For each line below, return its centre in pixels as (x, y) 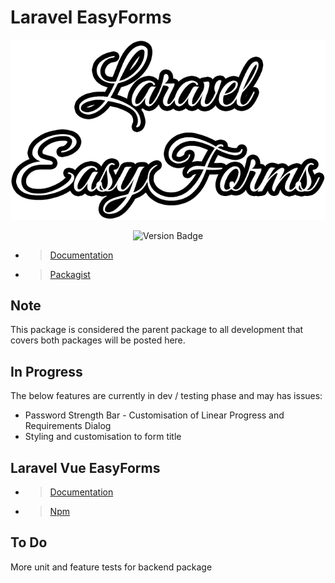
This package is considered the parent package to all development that (157, 330)
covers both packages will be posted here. (98, 340)
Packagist (70, 274)
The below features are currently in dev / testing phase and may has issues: (166, 396)
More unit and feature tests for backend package (111, 567)
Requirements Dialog (68, 426)
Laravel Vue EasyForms (85, 467)
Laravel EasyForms (91, 17)
